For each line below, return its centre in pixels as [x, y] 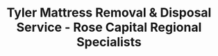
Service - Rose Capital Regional [109, 27]
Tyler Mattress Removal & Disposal [109, 13]
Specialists [109, 42]
